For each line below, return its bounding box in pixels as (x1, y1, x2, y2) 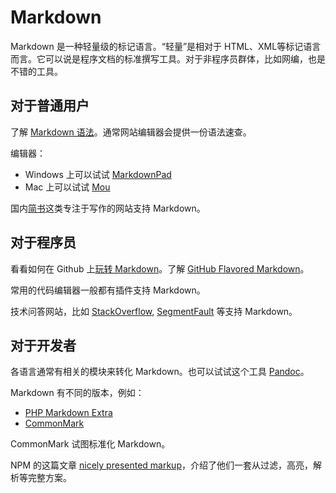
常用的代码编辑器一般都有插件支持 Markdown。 (10, 284, 206, 296)
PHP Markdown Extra (24, 407, 113, 419)
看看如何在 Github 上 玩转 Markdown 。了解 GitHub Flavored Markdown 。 (10, 262, 310, 275)
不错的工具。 (10, 65, 63, 77)
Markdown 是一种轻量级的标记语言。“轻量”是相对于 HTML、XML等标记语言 (10, 40, 322, 52)
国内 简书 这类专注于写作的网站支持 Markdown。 (10, 202, 206, 214)
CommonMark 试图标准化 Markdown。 (10, 438, 171, 450)
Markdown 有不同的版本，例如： (10, 387, 145, 399)
